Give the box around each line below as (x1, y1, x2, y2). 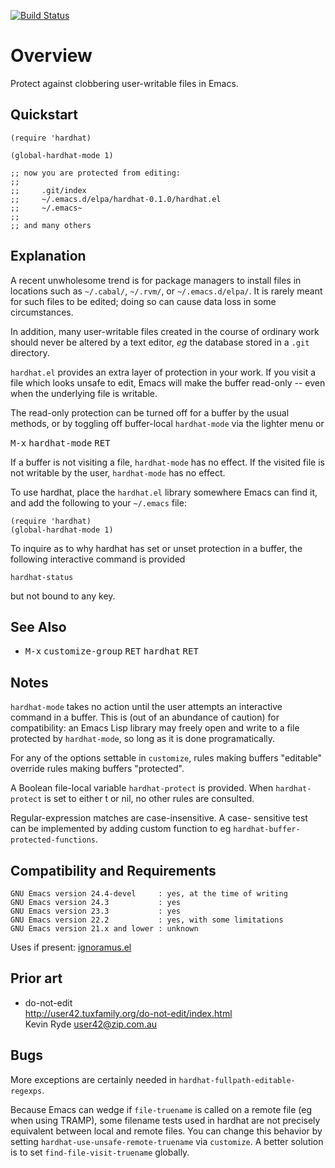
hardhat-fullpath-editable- (178, 1075, 296, 1085)
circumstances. (10, 306, 74, 318)
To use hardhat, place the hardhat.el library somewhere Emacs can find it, (10, 486, 318, 498)
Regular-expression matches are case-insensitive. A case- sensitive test (10, 812, 308, 824)
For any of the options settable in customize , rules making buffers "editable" (10, 752, 323, 764)
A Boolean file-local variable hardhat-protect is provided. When (10, 782, 274, 794)
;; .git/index (10, 185, 87, 195)
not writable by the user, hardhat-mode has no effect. (10, 466, 226, 479)
